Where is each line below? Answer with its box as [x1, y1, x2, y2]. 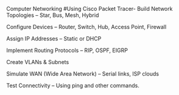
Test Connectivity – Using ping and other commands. [6, 82, 140, 89]
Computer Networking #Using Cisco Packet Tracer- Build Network [6, 5, 173, 12]
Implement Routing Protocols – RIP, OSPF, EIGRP [6, 47, 128, 54]
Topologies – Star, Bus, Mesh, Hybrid [6, 11, 99, 19]
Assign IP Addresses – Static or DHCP [6, 35, 102, 42]
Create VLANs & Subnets [6, 59, 69, 65]
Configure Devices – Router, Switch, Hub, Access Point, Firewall [6, 24, 167, 30]
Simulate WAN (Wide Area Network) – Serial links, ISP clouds [6, 70, 160, 77]
